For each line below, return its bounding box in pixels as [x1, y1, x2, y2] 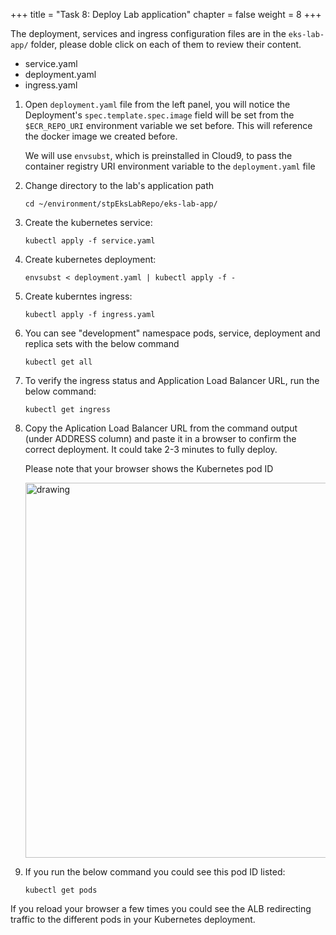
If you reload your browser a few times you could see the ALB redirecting [10, 903, 312, 914]
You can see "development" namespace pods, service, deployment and [24, 327, 321, 339]
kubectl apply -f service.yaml [24, 236, 156, 246]
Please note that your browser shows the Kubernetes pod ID [24, 463, 274, 474]
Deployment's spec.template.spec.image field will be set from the [24, 109, 295, 121]
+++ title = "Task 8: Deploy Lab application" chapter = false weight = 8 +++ [10, 9, 322, 20]
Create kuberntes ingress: [24, 290, 133, 302]
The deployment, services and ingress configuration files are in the [10, 28, 287, 39]
